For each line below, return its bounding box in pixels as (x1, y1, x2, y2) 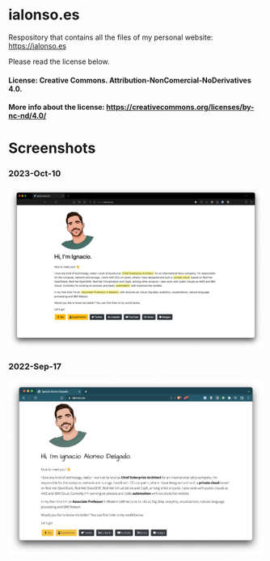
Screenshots (8, 139, 96, 158)
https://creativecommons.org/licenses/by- (106, 103, 255, 112)
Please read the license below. (8, 57, 111, 66)
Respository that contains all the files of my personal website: (8, 32, 213, 42)
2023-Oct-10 (8, 168, 61, 179)
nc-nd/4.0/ (8, 111, 47, 120)
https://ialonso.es (8, 40, 67, 50)
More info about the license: (8, 103, 105, 112)
